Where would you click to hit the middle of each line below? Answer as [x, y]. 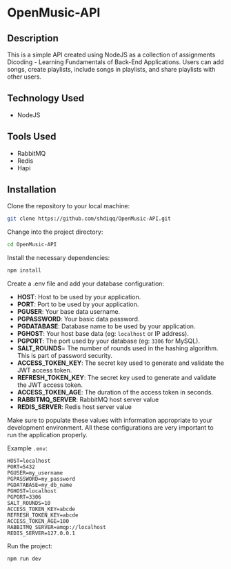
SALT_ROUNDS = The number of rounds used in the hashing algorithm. [118, 348]
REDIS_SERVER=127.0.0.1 [41, 533]
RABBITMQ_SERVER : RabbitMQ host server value [88, 400]
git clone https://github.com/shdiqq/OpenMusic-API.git [89, 219]
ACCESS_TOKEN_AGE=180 [38, 521]
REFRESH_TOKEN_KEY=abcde [43, 515]
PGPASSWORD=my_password [41, 479]
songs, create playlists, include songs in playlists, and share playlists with [111, 69]
